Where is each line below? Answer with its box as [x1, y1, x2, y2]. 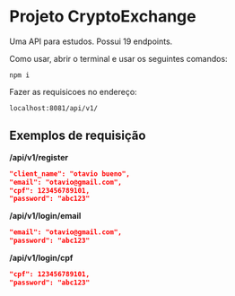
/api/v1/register [9, 152, 69, 162]
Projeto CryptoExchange [9, 6, 196, 27]
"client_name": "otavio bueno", [9, 169, 130, 178]
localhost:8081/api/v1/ [9, 103, 99, 113]
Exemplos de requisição [9, 128, 146, 144]
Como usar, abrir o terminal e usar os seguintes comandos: [9, 53, 228, 64]
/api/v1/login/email [9, 211, 82, 222]
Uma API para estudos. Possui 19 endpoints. [9, 36, 173, 47]
